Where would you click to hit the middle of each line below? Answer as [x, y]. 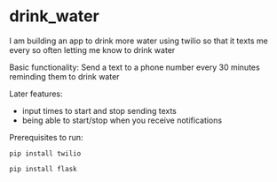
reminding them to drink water [64, 76]
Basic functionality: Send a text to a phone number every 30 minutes [135, 67]
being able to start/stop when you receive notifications [122, 120]
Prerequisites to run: [46, 137]
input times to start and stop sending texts [99, 110]
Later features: [36, 94]
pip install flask [43, 169]
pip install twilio [45, 153]
